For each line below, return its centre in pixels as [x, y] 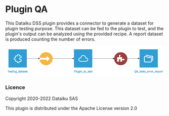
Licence [15, 87]
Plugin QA [27, 9]
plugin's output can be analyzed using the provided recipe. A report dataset [84, 34]
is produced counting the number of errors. [50, 39]
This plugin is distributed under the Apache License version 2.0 [71, 108]
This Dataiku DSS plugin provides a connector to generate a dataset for [80, 23]
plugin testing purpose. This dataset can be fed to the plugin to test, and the [85, 28]
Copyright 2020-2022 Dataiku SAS [42, 98]
